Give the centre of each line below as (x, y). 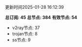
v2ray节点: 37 (26, 28)
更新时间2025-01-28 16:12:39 (35, 7)
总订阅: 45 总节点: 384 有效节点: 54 (41, 17)
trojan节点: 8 (25, 34)
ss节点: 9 (21, 40)
